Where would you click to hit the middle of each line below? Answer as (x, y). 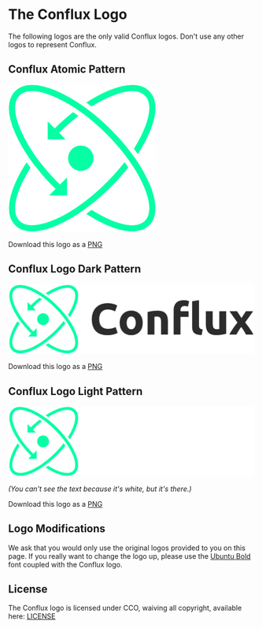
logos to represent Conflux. (52, 44)
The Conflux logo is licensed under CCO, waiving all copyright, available (125, 608)
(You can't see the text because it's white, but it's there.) (100, 489)
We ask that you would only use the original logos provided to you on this (127, 548)
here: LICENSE (32, 616)
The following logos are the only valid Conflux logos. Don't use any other (126, 36)
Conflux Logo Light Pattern (76, 391)
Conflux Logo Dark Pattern (75, 269)
